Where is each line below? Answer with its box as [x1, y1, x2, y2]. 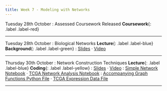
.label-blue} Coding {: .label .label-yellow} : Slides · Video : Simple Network [5, 65, 158, 71]
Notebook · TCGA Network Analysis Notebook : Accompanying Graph [5, 70, 148, 76]
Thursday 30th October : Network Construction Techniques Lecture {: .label [5, 60, 160, 66]
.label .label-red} [5, 26, 39, 32]
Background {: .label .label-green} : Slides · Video [5, 45, 106, 51]
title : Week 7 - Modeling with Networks [5, 7, 90, 12]
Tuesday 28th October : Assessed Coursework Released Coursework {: [5, 21, 152, 27]
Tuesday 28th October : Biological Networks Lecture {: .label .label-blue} [5, 40, 154, 46]
